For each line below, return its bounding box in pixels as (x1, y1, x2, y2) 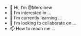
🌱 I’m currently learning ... (9, 15, 62, 20)
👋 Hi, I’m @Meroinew (9, 5, 53, 10)
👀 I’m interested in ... (9, 10, 52, 16)
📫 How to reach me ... (9, 26, 55, 31)
